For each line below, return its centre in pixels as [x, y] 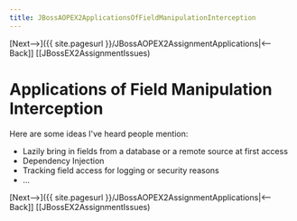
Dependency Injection [63, 161]
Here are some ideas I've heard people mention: [99, 134]
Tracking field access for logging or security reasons [121, 170]
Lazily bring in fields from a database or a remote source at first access [155, 151]
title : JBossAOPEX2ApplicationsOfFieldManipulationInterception [133, 18]
